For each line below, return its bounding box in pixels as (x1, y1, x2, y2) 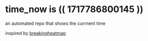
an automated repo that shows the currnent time (5, 20, 106, 26)
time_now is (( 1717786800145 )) (5, 4, 143, 15)
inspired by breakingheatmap (5, 30, 66, 36)
